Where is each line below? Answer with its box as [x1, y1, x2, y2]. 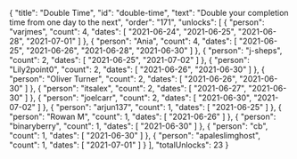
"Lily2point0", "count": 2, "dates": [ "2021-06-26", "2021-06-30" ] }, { [9, 64, 266, 75]
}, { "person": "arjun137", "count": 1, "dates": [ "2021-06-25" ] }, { [42, 102, 283, 112]
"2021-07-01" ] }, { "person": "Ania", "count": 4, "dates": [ [26, 36, 238, 46]
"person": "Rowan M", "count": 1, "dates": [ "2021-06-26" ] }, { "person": [9, 111, 276, 122]
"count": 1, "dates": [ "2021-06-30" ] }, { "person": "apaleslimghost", [9, 131, 261, 140]
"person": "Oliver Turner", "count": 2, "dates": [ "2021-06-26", [9, 74, 238, 83]
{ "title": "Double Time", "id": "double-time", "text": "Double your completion [9, 8, 289, 18]
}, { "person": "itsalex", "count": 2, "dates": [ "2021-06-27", [29, 83, 247, 93]
